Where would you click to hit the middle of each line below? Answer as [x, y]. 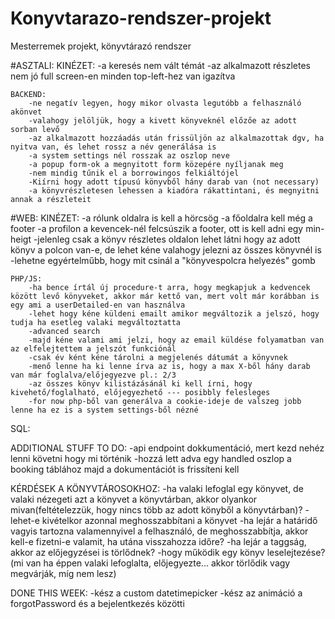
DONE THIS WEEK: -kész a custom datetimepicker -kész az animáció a [156, 593]
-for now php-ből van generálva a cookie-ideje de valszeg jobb [165, 401]
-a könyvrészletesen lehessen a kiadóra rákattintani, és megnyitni [174, 190]
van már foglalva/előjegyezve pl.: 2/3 [93, 375]
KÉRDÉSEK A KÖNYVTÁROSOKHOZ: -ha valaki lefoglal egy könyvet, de [157, 488]
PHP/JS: [26, 278]
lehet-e [25, 520]
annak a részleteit [51, 199]
